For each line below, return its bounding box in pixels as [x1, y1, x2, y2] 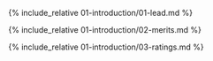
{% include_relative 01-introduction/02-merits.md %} [8, 25, 202, 34]
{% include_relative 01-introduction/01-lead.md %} [8, 8, 194, 18]
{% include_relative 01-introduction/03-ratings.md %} [8, 42, 204, 52]
